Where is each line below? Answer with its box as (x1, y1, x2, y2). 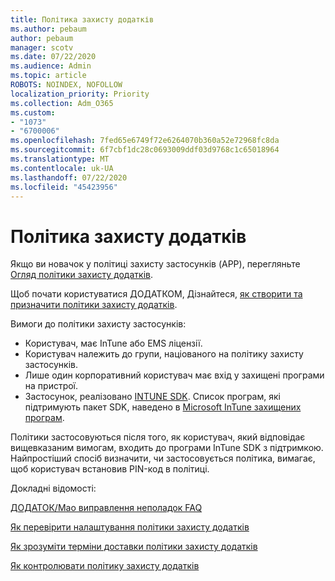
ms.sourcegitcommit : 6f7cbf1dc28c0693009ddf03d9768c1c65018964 (10, 145, 280, 155)
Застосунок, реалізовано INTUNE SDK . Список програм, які (24, 391, 281, 403)
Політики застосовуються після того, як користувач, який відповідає (10, 431, 306, 443)
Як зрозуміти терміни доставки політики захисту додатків (10, 541, 258, 553)
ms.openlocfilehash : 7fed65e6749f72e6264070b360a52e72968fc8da (10, 136, 280, 146)
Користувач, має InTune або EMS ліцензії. (24, 337, 203, 350)
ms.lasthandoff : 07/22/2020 (10, 172, 128, 183)
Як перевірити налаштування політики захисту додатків (10, 521, 250, 533)
